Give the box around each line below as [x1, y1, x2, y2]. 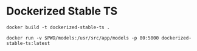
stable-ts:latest [6, 40, 50, 46]
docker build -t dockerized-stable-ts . [6, 24, 111, 30]
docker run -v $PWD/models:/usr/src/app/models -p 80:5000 [6, 35, 159, 41]
